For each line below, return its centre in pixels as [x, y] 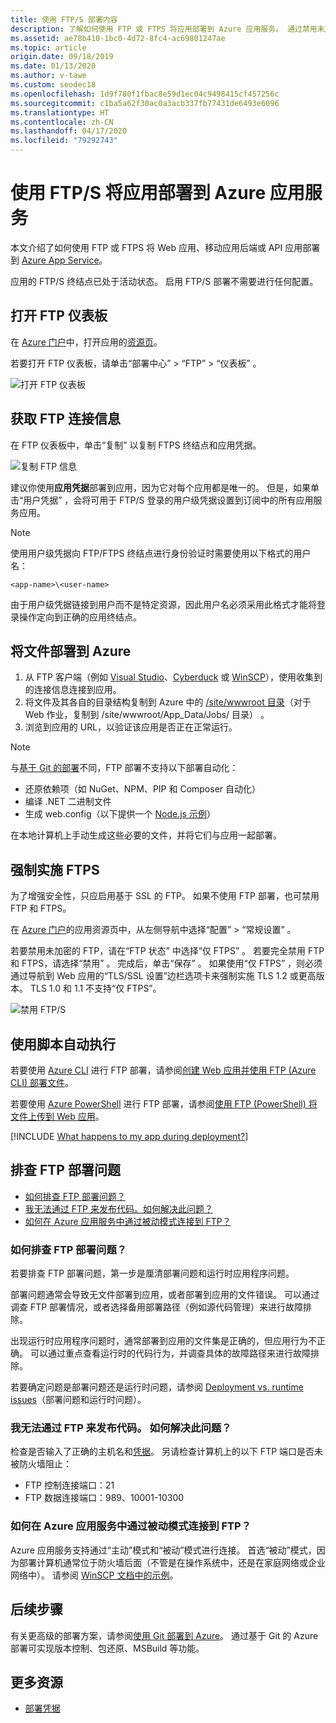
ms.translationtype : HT [60, 112]
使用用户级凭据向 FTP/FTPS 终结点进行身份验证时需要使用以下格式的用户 [161, 553]
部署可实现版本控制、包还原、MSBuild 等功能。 [107, 1648]
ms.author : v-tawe [48, 76]
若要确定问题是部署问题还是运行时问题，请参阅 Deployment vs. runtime [157, 1387]
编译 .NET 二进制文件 [68, 802]
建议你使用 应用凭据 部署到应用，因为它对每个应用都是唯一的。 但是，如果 [160, 487]
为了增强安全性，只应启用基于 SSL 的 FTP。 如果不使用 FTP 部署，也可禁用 [165, 896]
